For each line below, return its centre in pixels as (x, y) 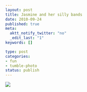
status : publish (22, 70)
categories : (18, 56)
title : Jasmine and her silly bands (44, 15)
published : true (22, 24)
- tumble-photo (21, 66)
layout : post (19, 10)
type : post (17, 52)
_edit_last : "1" (27, 38)
